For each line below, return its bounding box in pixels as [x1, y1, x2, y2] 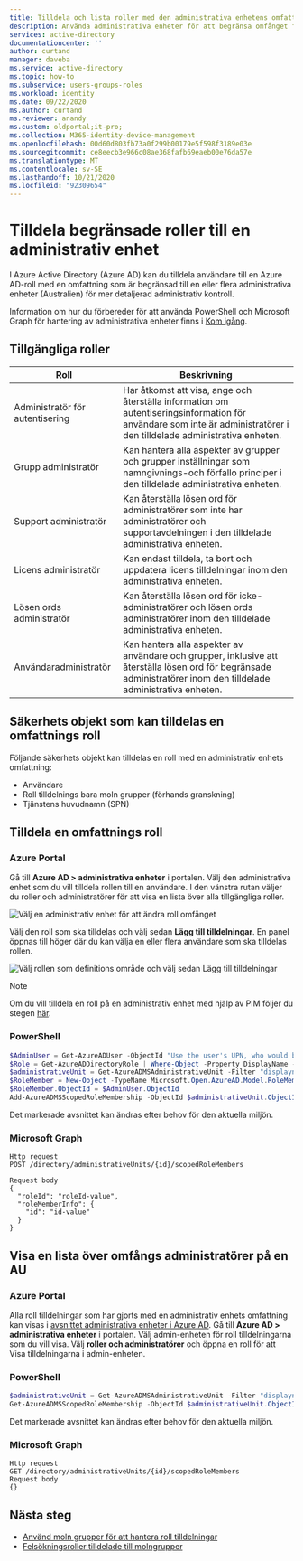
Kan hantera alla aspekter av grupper [123, 444, 280, 456]
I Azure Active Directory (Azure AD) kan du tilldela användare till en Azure [9, 269, 282, 280]
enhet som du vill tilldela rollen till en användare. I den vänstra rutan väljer [9, 882, 282, 893]
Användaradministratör [14, 661, 111, 673]
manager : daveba [9, 55, 70, 64]
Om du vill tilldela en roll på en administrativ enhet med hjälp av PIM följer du [9, 998, 294, 1009]
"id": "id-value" [25, 1208, 91, 1217]
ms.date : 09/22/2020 [9, 97, 87, 107]
